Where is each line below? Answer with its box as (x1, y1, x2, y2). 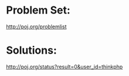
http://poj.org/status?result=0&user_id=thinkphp (6, 63, 123, 70)
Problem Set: (6, 4, 70, 17)
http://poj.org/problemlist (6, 23, 67, 30)
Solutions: (6, 44, 57, 57)
